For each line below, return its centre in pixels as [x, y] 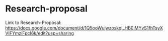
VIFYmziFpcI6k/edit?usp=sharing [40, 33]
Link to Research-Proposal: [33, 22]
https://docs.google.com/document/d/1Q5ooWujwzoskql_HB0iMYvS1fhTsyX [84, 27]
